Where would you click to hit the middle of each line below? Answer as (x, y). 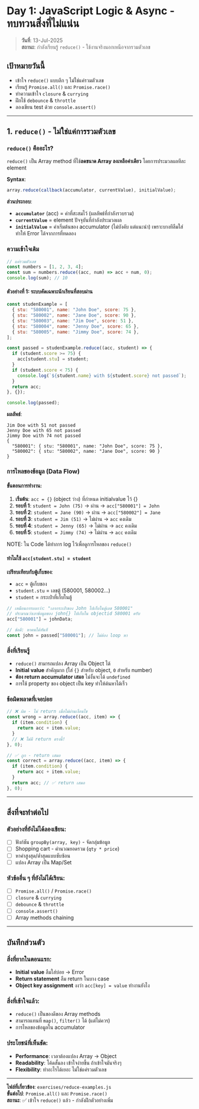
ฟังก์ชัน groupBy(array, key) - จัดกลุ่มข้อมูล (63, 842)
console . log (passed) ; (33, 403)
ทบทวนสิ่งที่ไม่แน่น (43, 23)
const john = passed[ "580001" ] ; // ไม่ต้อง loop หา (67, 635)
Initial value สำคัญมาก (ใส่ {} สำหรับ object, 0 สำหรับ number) (84, 670)
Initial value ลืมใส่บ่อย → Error (50, 972)
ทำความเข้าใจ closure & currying (52, 94)
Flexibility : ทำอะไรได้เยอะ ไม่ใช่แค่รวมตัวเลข (61, 1069)
